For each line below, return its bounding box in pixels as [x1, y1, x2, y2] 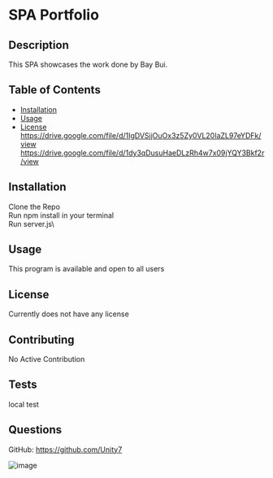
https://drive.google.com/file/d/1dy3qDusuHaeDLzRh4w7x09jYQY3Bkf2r [19, 148, 265, 158]
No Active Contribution [8, 354, 85, 364]
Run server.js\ [8, 219, 54, 228]
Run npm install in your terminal [8, 210, 115, 220]
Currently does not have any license [8, 309, 130, 319]
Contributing [8, 332, 75, 346]
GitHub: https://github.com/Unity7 [8, 445, 123, 454]
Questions [8, 423, 63, 437]
